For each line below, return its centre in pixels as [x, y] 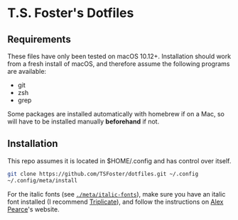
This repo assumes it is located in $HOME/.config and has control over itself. [119, 160]
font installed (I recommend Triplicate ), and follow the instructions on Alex [115, 202]
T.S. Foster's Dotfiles [71, 13]
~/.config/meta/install [43, 180]
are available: [27, 71]
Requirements [39, 39]
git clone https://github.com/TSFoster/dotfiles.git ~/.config [103, 174]
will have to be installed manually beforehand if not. [83, 121]
